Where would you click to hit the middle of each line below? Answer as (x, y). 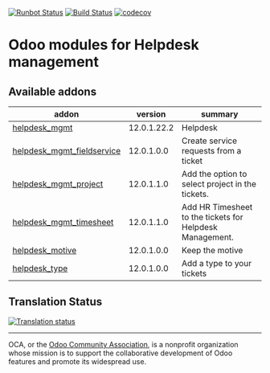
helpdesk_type (40, 268)
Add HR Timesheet (217, 207)
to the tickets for (213, 217)
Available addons (53, 91)
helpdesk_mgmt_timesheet (63, 222)
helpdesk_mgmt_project (58, 184)
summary (219, 114)
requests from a (212, 151)
